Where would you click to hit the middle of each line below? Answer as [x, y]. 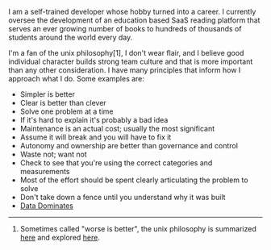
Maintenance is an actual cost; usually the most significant [117, 129]
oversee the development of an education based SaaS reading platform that [134, 20]
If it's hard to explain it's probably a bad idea [94, 120]
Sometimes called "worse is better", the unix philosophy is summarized [138, 229]
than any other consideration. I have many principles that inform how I [125, 70]
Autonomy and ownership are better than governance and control [129, 146]
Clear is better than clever [63, 103]
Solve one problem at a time [67, 111]
